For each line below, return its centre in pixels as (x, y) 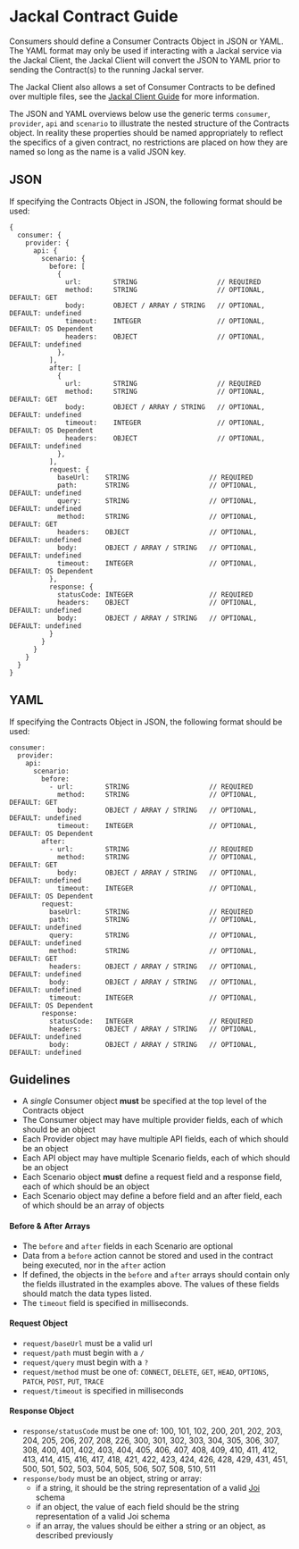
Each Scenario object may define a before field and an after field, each (152, 1196)
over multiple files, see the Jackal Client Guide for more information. (135, 96)
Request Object (39, 1323)
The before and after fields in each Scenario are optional (128, 1246)
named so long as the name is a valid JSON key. (98, 151)
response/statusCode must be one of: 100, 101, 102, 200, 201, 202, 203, (152, 1430)
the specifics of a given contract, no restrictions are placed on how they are (149, 142)
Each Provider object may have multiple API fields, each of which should (155, 1139)
